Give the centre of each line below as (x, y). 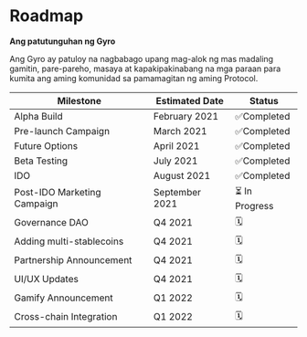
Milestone (79, 100)
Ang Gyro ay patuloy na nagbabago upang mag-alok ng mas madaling (142, 58)
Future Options (46, 145)
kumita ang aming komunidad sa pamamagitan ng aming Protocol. (134, 78)
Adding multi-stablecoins (69, 241)
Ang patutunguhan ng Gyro (63, 41)
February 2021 (186, 116)
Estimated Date (190, 100)
